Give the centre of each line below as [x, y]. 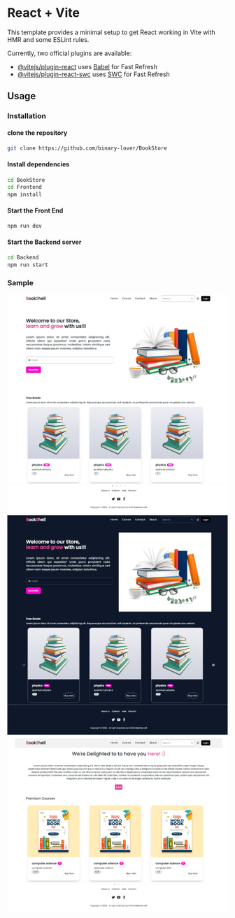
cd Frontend [24, 187]
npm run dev [24, 226]
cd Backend [23, 258]
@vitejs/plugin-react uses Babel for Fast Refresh [87, 66]
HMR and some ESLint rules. [48, 39]
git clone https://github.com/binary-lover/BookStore [87, 148]
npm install [24, 195]
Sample [20, 283]
